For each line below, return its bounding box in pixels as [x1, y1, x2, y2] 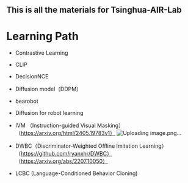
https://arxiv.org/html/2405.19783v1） [20, 129, 116, 137]
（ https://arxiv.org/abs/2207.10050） [15, 157, 109, 165]
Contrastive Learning [15, 49, 68, 57]
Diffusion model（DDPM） [15, 85, 82, 93]
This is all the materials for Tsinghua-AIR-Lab [6, 5, 182, 15]
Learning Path [6, 29, 79, 43]
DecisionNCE [15, 73, 49, 80]
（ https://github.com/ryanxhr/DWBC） [15, 150, 113, 157]
